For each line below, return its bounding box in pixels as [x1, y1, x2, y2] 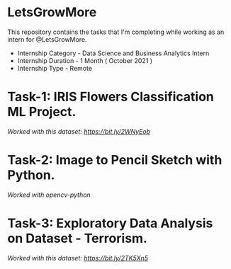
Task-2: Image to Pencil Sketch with [7, 152, 222, 168]
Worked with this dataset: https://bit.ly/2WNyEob [7, 127, 151, 135]
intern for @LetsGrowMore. [7, 35, 87, 43]
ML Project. [7, 104, 77, 120]
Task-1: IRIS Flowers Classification [7, 89, 214, 105]
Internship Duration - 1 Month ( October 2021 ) [17, 56, 153, 64]
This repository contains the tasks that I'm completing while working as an [7, 28, 225, 36]
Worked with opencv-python [7, 190, 91, 199]
